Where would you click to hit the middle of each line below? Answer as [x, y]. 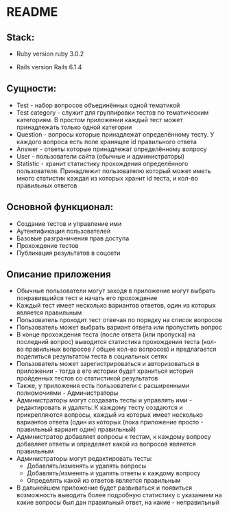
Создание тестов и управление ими [69, 223]
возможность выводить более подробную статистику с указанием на [119, 495]
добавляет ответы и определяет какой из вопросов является [106, 444]
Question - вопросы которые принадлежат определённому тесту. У [115, 134]
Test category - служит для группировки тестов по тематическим [112, 112]
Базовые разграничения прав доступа [73, 238]
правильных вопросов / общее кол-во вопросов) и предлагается [121, 349]
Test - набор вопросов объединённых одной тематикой [98, 105]
